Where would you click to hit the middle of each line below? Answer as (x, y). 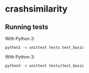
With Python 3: (20, 56)
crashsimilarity (36, 9)
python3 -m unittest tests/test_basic (44, 66)
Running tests (27, 27)
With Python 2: (20, 38)
